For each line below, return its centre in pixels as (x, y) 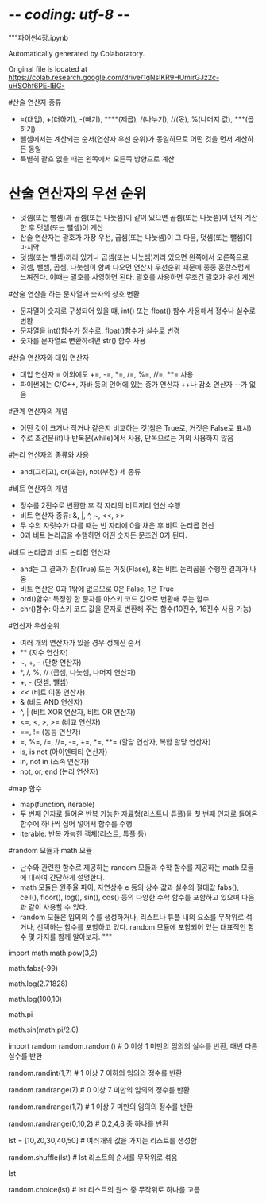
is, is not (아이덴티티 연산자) (64, 752)
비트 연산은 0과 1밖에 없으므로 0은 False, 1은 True (97, 589)
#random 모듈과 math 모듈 (50, 850)
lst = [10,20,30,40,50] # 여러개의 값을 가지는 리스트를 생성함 (102, 1140)
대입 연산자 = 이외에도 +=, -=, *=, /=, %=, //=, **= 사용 (106, 374)
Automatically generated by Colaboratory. (77, 53)
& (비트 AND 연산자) (51, 701)
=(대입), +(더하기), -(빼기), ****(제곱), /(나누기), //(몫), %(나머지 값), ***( (134, 119)
